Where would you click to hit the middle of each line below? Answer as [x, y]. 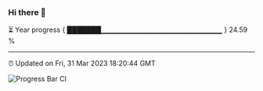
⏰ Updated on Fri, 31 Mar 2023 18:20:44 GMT [82, 63]
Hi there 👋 [27, 12]
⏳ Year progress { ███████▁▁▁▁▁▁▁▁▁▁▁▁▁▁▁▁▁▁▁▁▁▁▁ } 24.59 [128, 30]
